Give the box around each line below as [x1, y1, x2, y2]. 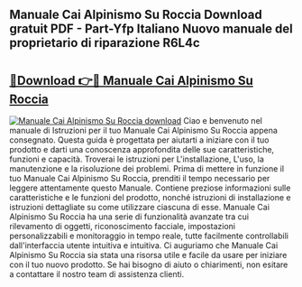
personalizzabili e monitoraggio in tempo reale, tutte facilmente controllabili [9, 230, 288, 241]
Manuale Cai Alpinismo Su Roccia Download [9, 7, 263, 23]
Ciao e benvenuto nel [183, 116, 263, 125]
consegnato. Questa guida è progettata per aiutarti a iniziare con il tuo [9, 134, 270, 145]
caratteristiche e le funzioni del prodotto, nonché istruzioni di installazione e [9, 192, 291, 202]
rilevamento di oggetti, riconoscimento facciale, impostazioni [9, 221, 236, 231]
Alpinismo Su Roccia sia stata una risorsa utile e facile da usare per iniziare [9, 250, 288, 260]
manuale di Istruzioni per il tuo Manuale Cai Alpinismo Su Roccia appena [9, 125, 278, 135]
